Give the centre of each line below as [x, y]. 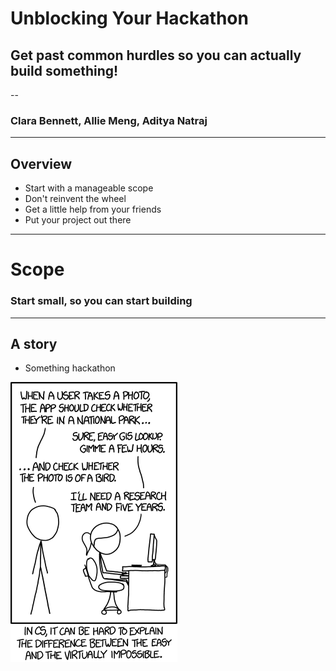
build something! [64, 70]
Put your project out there [78, 220]
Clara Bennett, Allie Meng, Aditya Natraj [109, 120]
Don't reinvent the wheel [75, 199]
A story [34, 343]
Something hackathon [70, 368]
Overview [41, 163]
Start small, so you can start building [101, 301]
